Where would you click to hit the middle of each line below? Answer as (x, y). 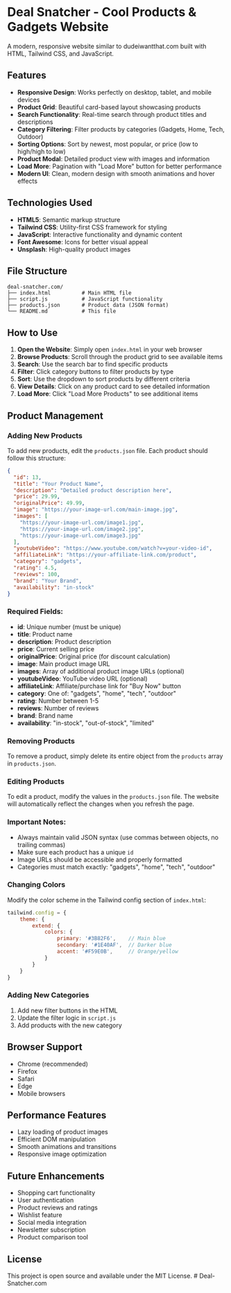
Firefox (27, 1071)
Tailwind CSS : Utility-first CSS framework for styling (92, 227)
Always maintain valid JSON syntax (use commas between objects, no (118, 837)
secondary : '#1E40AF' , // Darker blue (114, 945)
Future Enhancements (56, 1176)
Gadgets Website (58, 27)
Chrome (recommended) (53, 1064)
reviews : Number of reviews (58, 708)
